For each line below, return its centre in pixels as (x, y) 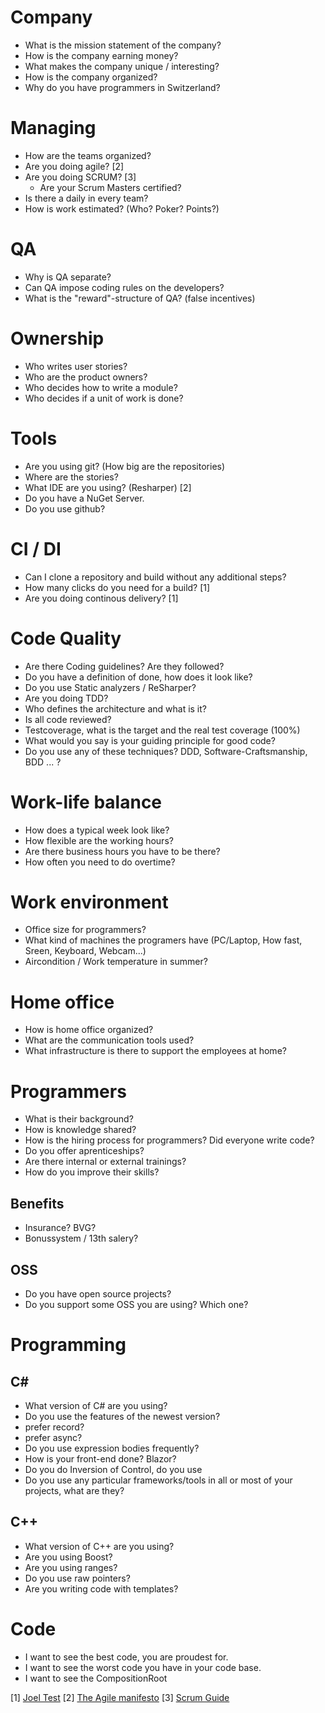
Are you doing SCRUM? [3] (80, 177)
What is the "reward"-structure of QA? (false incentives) (140, 298)
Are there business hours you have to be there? (122, 851)
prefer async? (53, 1437)
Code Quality (66, 638)
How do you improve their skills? (92, 1172)
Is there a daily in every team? (86, 198)
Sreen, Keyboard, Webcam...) (85, 951)
